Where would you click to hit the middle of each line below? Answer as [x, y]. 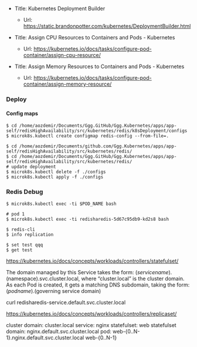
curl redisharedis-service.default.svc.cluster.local [66, 302]
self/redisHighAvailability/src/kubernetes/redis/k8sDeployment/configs [97, 131]
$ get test [19, 250]
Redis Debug [25, 192]
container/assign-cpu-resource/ [62, 55]
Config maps [22, 113]
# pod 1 [16, 214]
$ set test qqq [25, 245]
